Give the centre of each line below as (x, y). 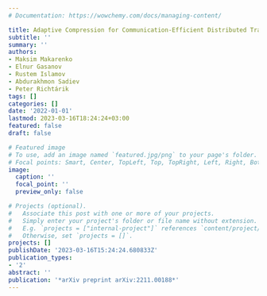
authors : (23, 52)
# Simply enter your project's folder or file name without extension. (133, 221)
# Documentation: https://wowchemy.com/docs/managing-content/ (115, 15)
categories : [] (33, 104)
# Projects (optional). (48, 206)
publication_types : (41, 258)
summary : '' (28, 44)
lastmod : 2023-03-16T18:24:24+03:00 (69, 119)
